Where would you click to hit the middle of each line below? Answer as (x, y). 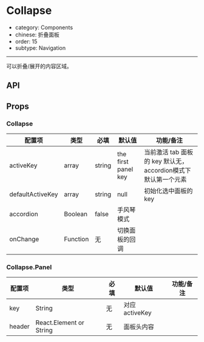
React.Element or (60, 323)
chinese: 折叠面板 (37, 35)
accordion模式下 (167, 171)
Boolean (76, 214)
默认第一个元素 (165, 180)
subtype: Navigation (40, 48)
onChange (24, 239)
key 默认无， (170, 162)
